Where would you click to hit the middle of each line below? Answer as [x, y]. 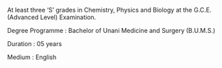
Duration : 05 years [35, 44]
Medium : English [32, 57]
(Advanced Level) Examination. [52, 17]
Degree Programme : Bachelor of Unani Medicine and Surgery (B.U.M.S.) [111, 31]
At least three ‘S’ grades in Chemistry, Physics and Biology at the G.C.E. [109, 10]
